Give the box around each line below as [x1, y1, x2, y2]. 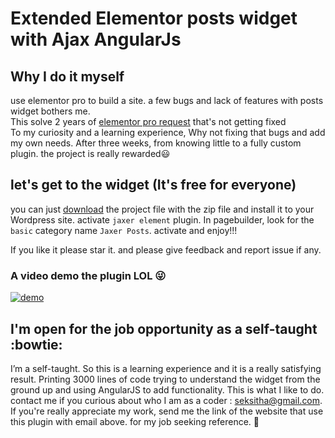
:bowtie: [10, 336, 63, 353]
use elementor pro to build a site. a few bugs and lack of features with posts [10, 95, 324, 106]
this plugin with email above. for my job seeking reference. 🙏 [10, 415, 260, 427]
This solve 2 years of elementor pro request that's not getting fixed [10, 116, 287, 127]
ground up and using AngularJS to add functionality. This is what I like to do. [10, 383, 325, 396]
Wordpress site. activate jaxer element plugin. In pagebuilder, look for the [10, 213, 315, 226]
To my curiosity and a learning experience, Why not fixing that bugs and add [10, 127, 326, 138]
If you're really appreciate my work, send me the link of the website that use [10, 405, 324, 417]
